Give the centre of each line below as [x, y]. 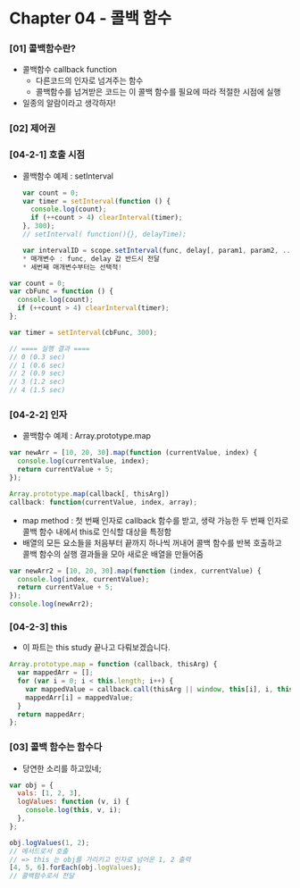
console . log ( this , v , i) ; [74, 810]
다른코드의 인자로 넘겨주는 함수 [89, 80]
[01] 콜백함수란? [42, 48]
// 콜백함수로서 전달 [42, 876]
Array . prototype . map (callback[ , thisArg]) [89, 494]
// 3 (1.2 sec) [37, 382]
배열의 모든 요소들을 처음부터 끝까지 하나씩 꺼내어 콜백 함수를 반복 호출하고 [152, 542]
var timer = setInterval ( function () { [96, 201]
